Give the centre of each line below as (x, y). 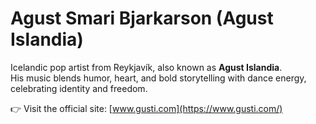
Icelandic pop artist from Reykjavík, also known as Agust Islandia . (146, 67)
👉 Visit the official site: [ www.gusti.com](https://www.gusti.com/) (146, 108)
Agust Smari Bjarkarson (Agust (142, 18)
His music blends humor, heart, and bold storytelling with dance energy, (158, 78)
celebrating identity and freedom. (79, 88)
